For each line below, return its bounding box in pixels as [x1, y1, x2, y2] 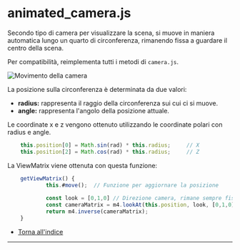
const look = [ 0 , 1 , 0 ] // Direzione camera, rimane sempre [45, 194, 222, 202]
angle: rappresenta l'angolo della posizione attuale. [17, 106, 170, 115]
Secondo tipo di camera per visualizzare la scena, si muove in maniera [7, 28, 215, 37]
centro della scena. [7, 43, 64, 52]
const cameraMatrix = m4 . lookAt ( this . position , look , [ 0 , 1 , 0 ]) [45, 202, 238, 209]
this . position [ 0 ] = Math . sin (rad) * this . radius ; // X [20, 141, 200, 149]
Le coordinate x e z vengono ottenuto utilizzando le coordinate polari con [7, 120, 223, 129]
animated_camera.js [7, 5, 131, 21]
